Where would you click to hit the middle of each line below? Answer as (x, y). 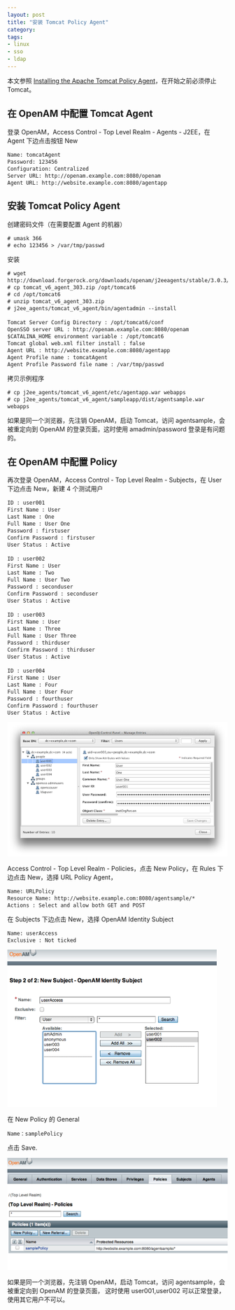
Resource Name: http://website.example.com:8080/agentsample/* (101, 898)
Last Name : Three (34, 629)
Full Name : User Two (39, 580)
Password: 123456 (33, 162)
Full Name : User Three (42, 636)
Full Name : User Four (40, 692)
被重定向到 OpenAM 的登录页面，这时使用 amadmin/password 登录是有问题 (116, 429)
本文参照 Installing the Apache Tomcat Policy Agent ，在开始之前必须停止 (112, 81)
